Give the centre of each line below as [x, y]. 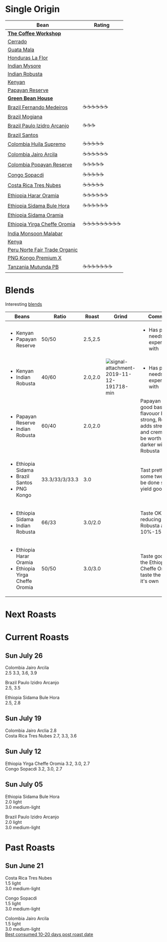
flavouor [150, 413]
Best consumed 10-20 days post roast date [49, 934]
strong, [149, 419]
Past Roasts [30, 848]
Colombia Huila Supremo [37, 144]
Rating [102, 25]
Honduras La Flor [28, 57]
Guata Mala [21, 49]
